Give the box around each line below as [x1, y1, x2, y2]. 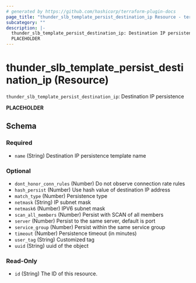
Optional [6, 166, 31, 175]
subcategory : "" [6, 19, 45, 25]
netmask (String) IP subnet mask [14, 199, 92, 206]
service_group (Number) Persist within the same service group [14, 223, 166, 230]
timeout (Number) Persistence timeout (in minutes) [14, 230, 137, 237]
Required [6, 139, 33, 147]
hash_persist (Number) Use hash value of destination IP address [14, 186, 170, 193]
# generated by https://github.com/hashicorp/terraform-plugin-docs [6, 8, 176, 15]
